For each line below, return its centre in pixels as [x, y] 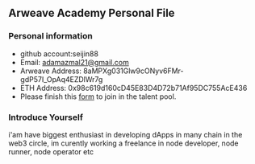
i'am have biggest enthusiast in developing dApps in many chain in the [125, 134]
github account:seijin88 [59, 53]
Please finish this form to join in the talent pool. [98, 96]
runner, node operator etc [51, 151]
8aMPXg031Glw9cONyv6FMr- [134, 71]
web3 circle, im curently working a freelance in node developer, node [124, 143]
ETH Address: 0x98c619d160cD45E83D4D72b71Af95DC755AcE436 [134, 88]
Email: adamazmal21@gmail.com [74, 62]
